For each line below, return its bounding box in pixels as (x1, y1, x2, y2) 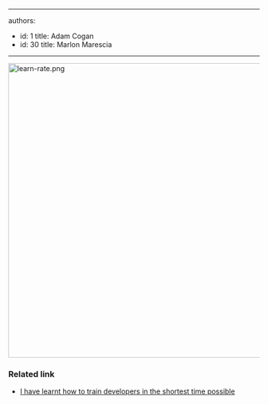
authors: (8, 16, 36, 25)
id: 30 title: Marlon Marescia (19, 40, 112, 49)
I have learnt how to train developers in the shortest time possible (19, 386, 235, 396)
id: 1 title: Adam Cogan (19, 31, 94, 41)
